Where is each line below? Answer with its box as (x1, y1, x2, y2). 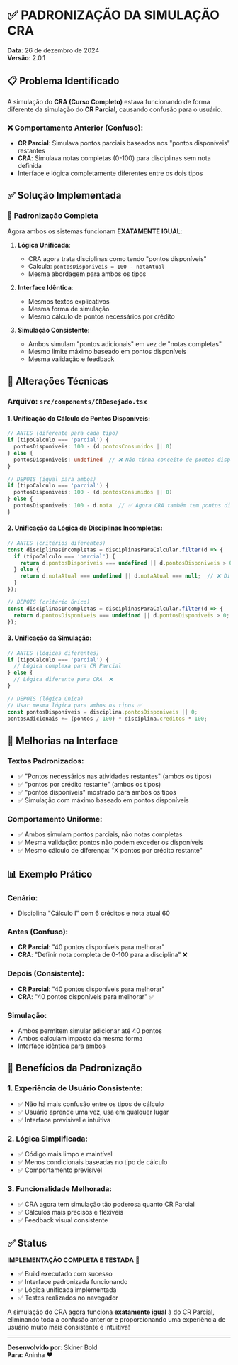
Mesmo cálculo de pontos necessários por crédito (28, 312, 175, 321)
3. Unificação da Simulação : (7, 634, 92, 642)
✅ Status (7, 1237, 47, 1249)
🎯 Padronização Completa (7, 211, 98, 221)
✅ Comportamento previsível (17, 1166, 103, 1174)
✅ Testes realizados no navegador (17, 1293, 118, 1302)
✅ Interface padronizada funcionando (17, 1278, 128, 1286)
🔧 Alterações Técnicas (7, 375, 108, 387)
